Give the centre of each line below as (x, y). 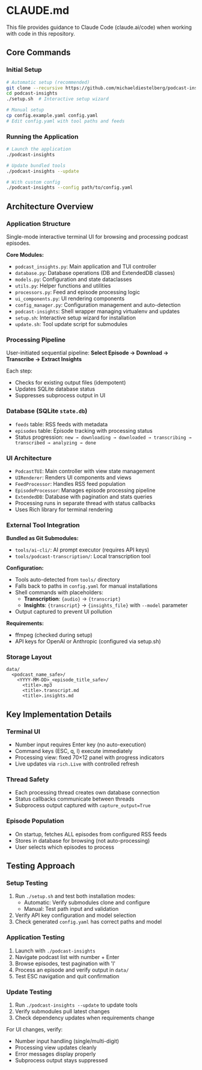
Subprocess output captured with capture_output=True (83, 805)
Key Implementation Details (59, 714)
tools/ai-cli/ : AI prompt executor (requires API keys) (82, 550)
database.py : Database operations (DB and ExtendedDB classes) (95, 272)
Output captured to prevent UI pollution (63, 612)
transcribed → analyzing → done (55, 443)
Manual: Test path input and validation (71, 909)
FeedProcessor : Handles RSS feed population (70, 483)
